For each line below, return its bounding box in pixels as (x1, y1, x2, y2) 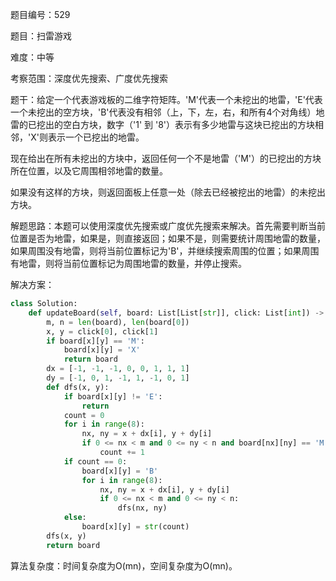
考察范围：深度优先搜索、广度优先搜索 (10, 73, 168, 84)
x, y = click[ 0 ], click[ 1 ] (46, 326, 159, 337)
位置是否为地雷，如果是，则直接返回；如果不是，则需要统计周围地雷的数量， (10, 233, 326, 244)
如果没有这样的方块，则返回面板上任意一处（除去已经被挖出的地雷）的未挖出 (10, 186, 326, 198)
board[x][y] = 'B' (81, 466, 159, 476)
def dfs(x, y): (46, 382, 110, 392)
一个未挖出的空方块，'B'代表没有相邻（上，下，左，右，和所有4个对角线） (10, 106, 317, 118)
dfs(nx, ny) (117, 503, 168, 513)
